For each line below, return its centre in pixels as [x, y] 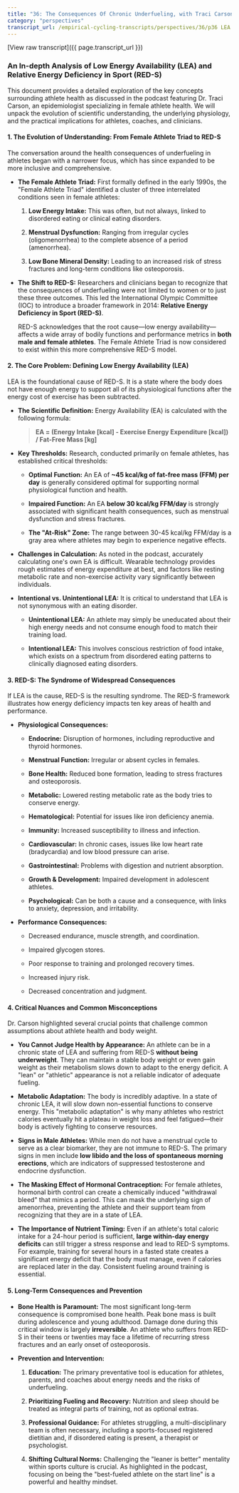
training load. [48, 635]
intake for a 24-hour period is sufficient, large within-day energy [113, 1236]
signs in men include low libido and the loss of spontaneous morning [120, 1156]
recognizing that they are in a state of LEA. [80, 1215]
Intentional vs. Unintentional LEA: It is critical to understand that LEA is [123, 598]
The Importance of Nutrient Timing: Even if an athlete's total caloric [118, 1229]
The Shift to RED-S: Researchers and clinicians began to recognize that [123, 282]
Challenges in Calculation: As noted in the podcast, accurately [110, 554]
